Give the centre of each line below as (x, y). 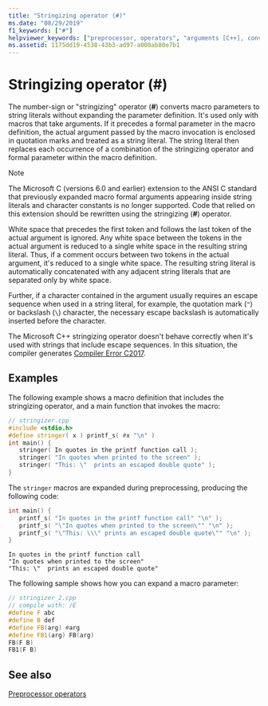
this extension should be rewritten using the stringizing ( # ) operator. (120, 214)
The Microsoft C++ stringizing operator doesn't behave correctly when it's (131, 336)
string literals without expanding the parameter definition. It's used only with (134, 116)
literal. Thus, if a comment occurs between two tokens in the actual (119, 255)
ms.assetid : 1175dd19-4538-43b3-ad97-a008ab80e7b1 (94, 45)
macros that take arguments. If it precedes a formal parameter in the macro (132, 124)
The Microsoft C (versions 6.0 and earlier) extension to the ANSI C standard (133, 189)
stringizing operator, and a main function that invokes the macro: (114, 406)
